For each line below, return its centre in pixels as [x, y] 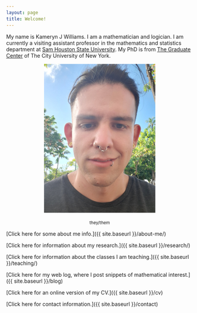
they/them [100, 223]
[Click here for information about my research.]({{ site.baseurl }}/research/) [99, 245]
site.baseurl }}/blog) [39, 281]
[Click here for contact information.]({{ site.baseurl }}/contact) [82, 304]
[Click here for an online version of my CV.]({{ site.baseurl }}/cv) [85, 292]
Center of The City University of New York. [58, 55]
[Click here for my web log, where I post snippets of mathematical [87, 274]
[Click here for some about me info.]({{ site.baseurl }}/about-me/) [86, 234]
